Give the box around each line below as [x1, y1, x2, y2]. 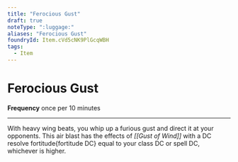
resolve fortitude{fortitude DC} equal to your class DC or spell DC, [7, 139, 200, 147]
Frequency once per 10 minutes [7, 103, 101, 112]
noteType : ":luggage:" [7, 23, 74, 30]
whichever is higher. [7, 146, 67, 155]
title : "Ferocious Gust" [7, 10, 81, 18]
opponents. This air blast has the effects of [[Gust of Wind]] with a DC [7, 132, 212, 140]
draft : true [7, 17, 42, 24]
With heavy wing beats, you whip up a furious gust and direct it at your [7, 124, 214, 132]
